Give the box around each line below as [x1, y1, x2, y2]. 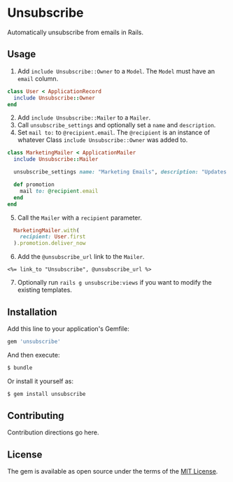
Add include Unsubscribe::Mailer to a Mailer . [17, 113, 151, 122]
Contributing [7, 409, 64, 421]
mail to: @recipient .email [20, 187, 99, 194]
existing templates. [17, 285, 72, 295]
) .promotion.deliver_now [13, 240, 86, 247]
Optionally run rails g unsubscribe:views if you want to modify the [17, 278, 212, 287]
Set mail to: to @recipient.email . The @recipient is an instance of [17, 128, 211, 137]
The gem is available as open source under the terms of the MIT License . [7, 467, 218, 476]
